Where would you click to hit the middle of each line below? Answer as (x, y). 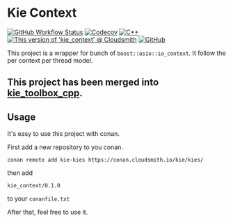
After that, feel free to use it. (48, 212)
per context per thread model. (50, 60)
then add (20, 173)
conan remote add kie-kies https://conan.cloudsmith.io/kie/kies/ (105, 160)
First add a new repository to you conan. (65, 147)
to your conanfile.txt (39, 199)
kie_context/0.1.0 (34, 186)
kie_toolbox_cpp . (45, 93)
